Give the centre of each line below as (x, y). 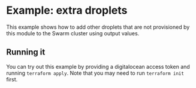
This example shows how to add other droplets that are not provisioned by (98, 27)
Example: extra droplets (67, 10)
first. (12, 79)
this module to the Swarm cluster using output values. (73, 33)
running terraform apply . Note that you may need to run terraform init (95, 73)
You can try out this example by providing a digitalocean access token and (98, 66)
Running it (26, 52)
